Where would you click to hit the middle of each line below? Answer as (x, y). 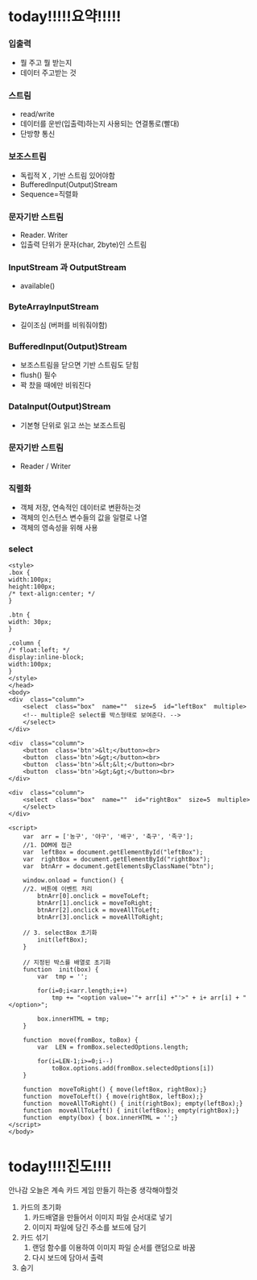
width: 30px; (30, 622)
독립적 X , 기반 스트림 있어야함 (67, 176)
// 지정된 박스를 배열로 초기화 (67, 963)
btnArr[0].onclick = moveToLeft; (93, 896)
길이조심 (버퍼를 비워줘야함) (64, 325)
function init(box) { (61, 970)
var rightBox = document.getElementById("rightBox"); (117, 859)
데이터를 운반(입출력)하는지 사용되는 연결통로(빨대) (99, 123)
